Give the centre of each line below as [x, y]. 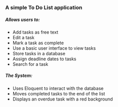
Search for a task [30, 64]
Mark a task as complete [38, 43]
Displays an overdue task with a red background [63, 99]
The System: [19, 76]
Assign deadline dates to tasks [44, 59]
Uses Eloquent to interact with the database [58, 88]
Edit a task [23, 37]
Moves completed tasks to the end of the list [59, 93]
